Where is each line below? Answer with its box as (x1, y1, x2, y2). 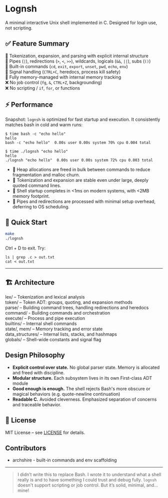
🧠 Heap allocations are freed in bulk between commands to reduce (12, 166, 150, 172)
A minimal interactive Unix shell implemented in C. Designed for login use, (5, 20, 157, 26)
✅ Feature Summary (5, 40, 69, 48)
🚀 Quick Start (5, 218, 47, 226)
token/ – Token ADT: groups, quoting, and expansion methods (5, 299, 132, 305)
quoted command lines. (12, 182, 61, 188)
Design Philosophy (5, 351, 65, 360)
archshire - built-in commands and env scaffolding (12, 457, 117, 463)
